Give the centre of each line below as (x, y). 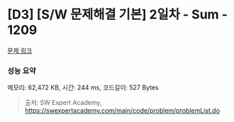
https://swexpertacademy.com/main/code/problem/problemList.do (122, 111)
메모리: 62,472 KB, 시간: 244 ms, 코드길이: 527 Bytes (83, 88)
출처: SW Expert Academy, (63, 103)
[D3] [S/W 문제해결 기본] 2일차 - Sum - (118, 15)
